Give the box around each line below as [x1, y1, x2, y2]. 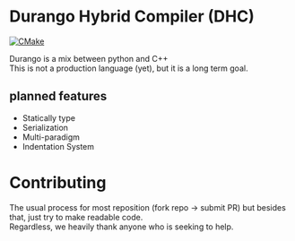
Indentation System [22, 141, 95, 151]
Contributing [9, 172, 107, 193]
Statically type [22, 112, 76, 123]
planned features [9, 89, 108, 104]
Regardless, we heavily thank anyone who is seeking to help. [9, 221, 234, 232]
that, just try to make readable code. [9, 211, 143, 222]
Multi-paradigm [22, 132, 81, 142]
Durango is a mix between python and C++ [9, 53, 169, 64]
